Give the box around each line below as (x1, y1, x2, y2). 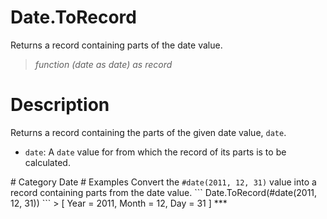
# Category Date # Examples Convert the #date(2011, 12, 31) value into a (10, 176, 317, 188)
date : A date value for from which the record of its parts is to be (24, 146, 287, 158)
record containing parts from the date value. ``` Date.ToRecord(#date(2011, (10, 186, 318, 198)
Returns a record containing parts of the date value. (10, 39, 223, 51)
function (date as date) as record (34, 58, 173, 70)
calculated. (24, 156, 71, 168)
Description (10, 94, 110, 116)
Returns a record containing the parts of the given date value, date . (10, 126, 287, 138)
